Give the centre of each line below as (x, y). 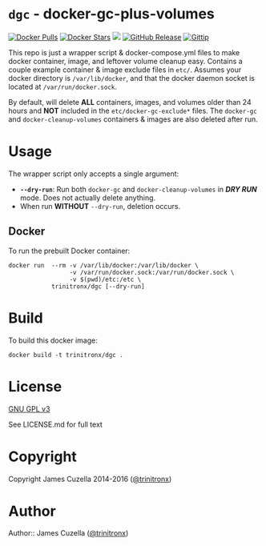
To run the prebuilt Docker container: (69, 251)
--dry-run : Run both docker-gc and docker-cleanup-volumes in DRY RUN (139, 189)
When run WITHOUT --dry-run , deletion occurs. (100, 206)
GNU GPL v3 (29, 408)
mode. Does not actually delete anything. (88, 198)
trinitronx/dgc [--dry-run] (98, 286)
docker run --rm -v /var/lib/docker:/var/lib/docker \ (103, 265)
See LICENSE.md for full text (55, 424)
